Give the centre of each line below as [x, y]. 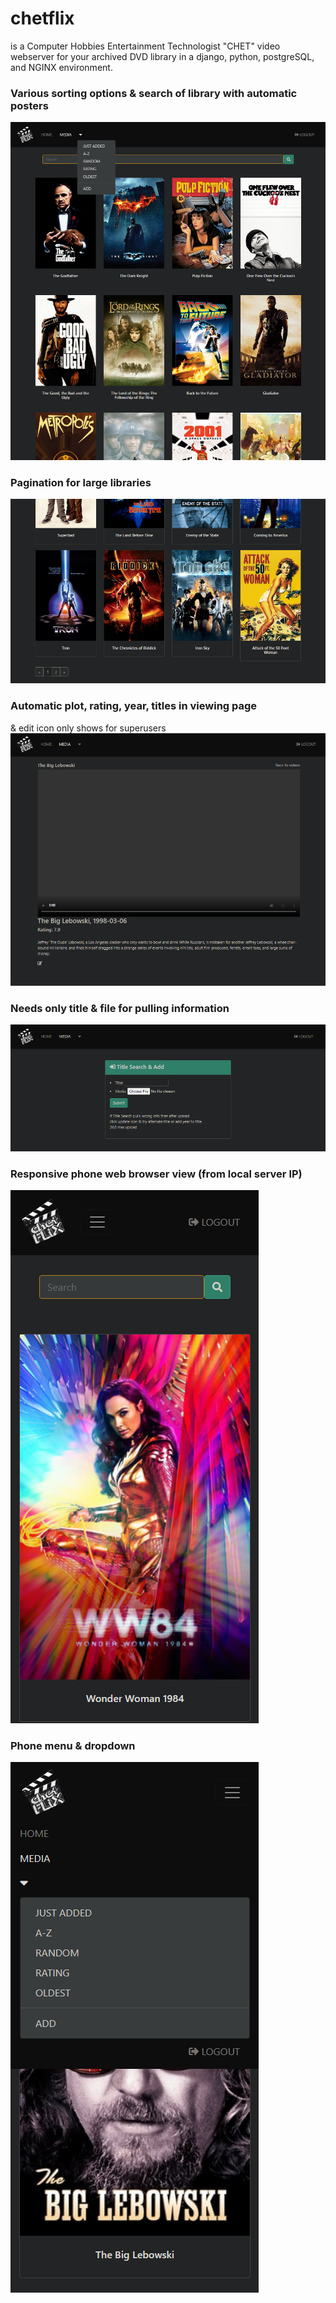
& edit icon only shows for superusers [88, 728]
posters [29, 105]
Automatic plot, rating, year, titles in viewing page [134, 706]
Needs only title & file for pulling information [120, 1008]
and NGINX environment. [61, 67]
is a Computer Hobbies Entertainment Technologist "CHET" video [145, 46]
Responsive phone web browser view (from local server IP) [156, 1174]
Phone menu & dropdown [73, 1745]
